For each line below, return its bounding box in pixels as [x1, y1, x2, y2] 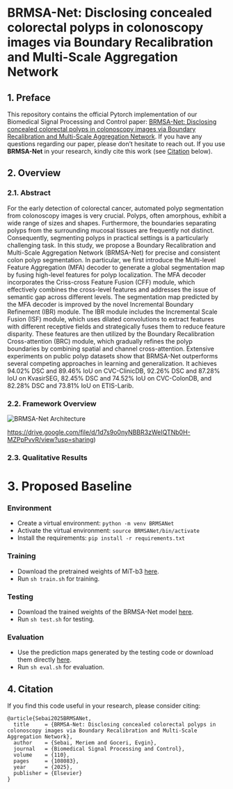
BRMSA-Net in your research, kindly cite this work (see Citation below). [7, 148, 213, 155]
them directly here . [17, 655, 72, 664]
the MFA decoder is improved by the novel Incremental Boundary [7, 300, 193, 308]
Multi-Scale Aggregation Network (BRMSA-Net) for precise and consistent [7, 248, 220, 257]
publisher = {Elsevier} [13, 770, 82, 777]
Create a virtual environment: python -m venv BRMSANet [17, 519, 175, 527]
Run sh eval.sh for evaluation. [17, 663, 104, 671]
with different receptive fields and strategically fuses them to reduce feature [7, 322, 226, 330]
